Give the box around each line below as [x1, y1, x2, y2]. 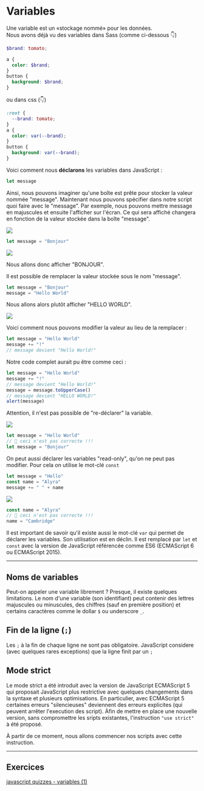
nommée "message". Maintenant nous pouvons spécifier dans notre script [6, 195, 192, 203]
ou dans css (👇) [6, 96, 47, 104]
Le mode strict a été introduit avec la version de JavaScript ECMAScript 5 [6, 681, 190, 689]
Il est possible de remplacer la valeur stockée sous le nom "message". [6, 272, 182, 279]
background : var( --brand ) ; [12, 150, 80, 156]
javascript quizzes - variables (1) [6, 778, 88, 786]
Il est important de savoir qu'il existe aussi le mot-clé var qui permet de [6, 529, 184, 536]
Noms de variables [6, 572, 79, 582]
